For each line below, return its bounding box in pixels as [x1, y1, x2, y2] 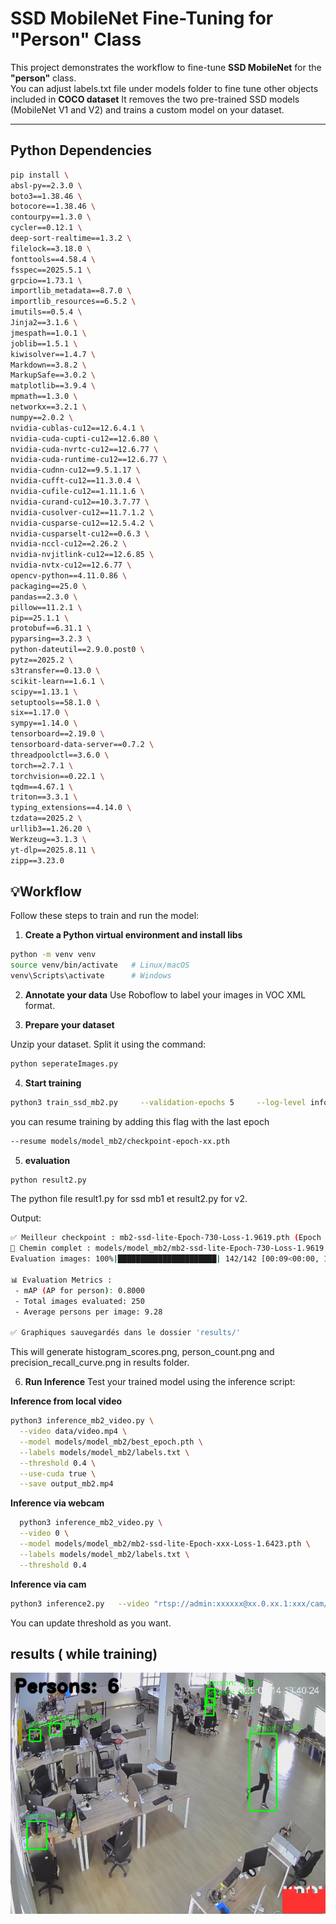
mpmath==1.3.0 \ [10, 392, 78, 402]
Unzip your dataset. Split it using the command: [10, 1038, 207, 1050]
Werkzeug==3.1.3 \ [10, 834, 87, 844]
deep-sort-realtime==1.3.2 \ [10, 233, 132, 243]
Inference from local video [10, 1395, 123, 1407]
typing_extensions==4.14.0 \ [10, 803, 132, 813]
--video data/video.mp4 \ [19, 1427, 128, 1437]
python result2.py [10, 1175, 87, 1185]
